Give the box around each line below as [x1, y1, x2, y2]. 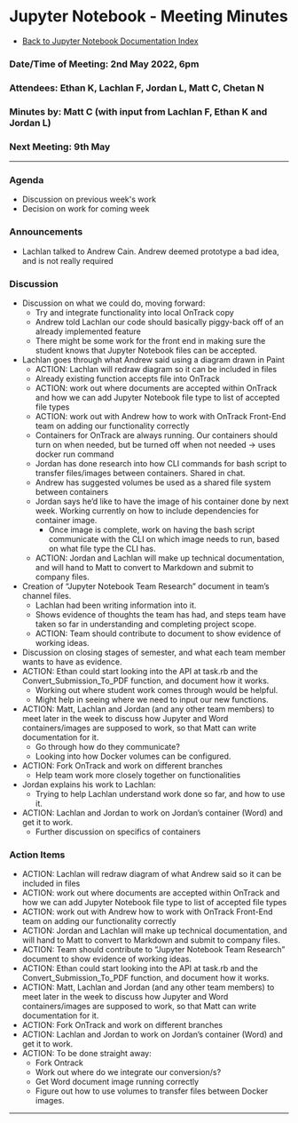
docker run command [35, 449, 114, 459]
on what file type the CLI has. [48, 543, 156, 554]
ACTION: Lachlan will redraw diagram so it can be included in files [35, 363, 278, 374]
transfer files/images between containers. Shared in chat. [35, 467, 246, 478]
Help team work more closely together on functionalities [35, 769, 241, 780]
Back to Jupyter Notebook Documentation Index [21, 36, 199, 46]
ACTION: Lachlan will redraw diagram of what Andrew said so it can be [21, 869, 282, 880]
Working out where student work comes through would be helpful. [35, 684, 278, 695]
